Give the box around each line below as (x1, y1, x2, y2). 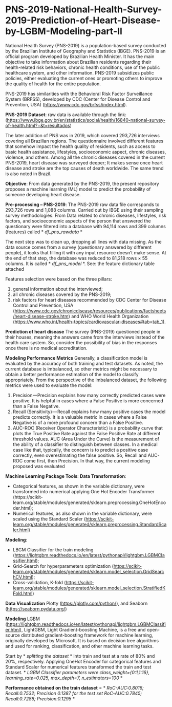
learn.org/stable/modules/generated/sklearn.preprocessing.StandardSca (12, 521, 167, 527)
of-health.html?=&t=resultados (5, 122, 70, 128)
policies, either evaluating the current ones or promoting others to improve (5, 75, 163, 81)
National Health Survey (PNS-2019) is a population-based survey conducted (5, 42, 166, 48)
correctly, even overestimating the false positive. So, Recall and (12, 452, 147, 458)
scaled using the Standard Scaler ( (12, 515, 86, 522)
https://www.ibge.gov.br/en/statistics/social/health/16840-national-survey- (7, 117, 165, 123)
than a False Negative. (12, 403, 60, 409)
